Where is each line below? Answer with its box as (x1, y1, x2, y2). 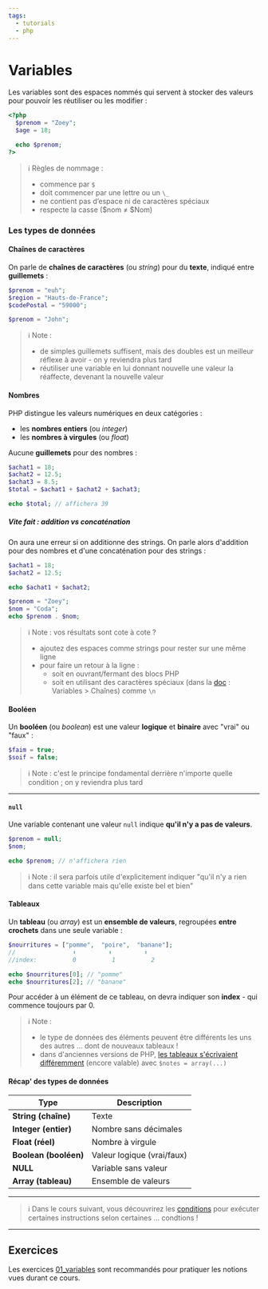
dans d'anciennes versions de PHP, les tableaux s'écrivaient (39, 1050, 238, 1059)
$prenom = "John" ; (8, 315, 69, 324)
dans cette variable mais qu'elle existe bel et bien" (27, 881, 194, 891)
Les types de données (8, 225, 96, 236)
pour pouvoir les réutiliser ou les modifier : (8, 96, 148, 106)
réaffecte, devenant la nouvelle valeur (39, 372, 164, 382)
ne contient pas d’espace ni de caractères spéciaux (39, 196, 210, 206)
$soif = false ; (8, 754, 59, 762)
